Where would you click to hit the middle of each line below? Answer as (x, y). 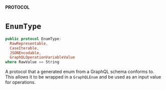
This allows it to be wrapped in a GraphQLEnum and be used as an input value (83, 77)
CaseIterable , (24, 48)
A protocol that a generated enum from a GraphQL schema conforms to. (80, 71)
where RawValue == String (32, 62)
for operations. (21, 82)
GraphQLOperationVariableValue (42, 57)
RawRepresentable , (29, 43)
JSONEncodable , (26, 53)
